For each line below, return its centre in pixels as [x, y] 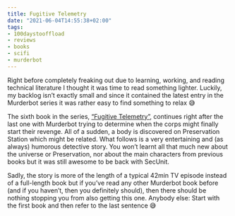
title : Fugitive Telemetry [47, 14]
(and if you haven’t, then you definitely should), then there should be [107, 190]
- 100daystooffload [36, 34]
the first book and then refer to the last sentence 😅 [82, 205]
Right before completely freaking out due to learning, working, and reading [116, 80]
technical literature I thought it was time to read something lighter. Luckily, [115, 87]
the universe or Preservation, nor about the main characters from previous [115, 154]
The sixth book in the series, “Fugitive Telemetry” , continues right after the [115, 116]
